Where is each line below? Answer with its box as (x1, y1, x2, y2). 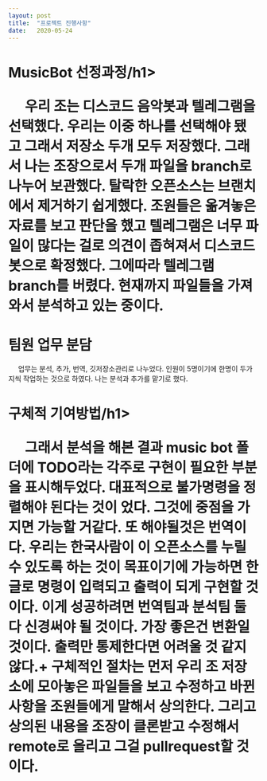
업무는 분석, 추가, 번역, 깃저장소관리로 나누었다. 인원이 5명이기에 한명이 (17, 363, 238, 373)
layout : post (8, 11, 52, 20)
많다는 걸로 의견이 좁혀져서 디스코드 (37, 237, 256, 255)
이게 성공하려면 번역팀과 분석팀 (41, 598, 231, 616)
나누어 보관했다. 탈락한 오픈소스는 (8, 177, 215, 195)
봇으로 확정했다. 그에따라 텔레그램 (8, 257, 215, 275)
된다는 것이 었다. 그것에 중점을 (49, 498, 234, 516)
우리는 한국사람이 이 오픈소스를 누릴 (28, 538, 247, 556)
